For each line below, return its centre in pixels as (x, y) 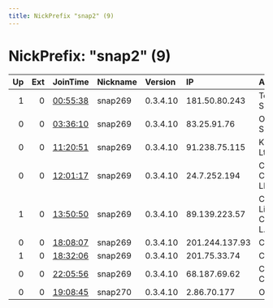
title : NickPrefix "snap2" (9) (61, 16)
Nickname (117, 82)
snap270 (115, 292)
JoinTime (71, 82)
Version (160, 82)
